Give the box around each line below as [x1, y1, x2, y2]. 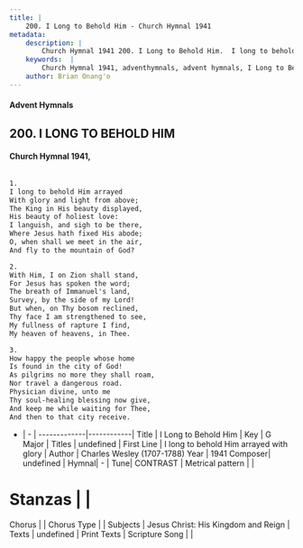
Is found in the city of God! [9, 362, 124, 371]
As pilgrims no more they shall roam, [9, 370, 155, 379]
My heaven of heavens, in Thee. [9, 329, 131, 338]
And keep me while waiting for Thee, [9, 404, 151, 413]
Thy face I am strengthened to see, [9, 313, 147, 322]
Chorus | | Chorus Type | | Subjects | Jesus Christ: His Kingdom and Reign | [9, 519, 290, 530]
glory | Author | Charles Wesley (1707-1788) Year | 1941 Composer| [22, 448, 271, 459]
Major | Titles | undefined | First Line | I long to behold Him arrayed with [22, 438, 289, 449]
